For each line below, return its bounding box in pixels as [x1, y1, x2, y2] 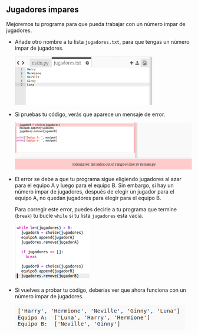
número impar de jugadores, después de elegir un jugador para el [14, 188, 174, 195]
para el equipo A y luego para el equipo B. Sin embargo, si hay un [14, 182, 174, 189]
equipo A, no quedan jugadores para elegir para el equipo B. [14, 195, 161, 202]
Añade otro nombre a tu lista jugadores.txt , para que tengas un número [14, 38, 190, 45]
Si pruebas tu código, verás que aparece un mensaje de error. [14, 111, 166, 118]
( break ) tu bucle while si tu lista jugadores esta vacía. [14, 212, 144, 220]
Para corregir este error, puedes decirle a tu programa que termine [14, 206, 177, 213]
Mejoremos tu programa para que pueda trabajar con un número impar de [6, 20, 186, 27]
